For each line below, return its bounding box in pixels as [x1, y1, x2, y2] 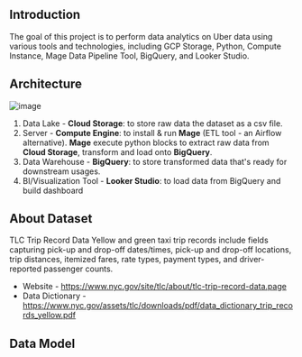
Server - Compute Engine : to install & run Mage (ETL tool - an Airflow [22, 127, 282, 138]
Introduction [9, 7, 81, 23]
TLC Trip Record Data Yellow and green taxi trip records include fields [9, 234, 269, 246]
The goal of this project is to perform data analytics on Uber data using [9, 31, 273, 41]
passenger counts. [43, 263, 114, 274]
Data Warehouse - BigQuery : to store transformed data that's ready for [22, 156, 288, 167]
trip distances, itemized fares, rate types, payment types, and [9, 254, 238, 265]
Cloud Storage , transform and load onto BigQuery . [22, 146, 213, 157]
